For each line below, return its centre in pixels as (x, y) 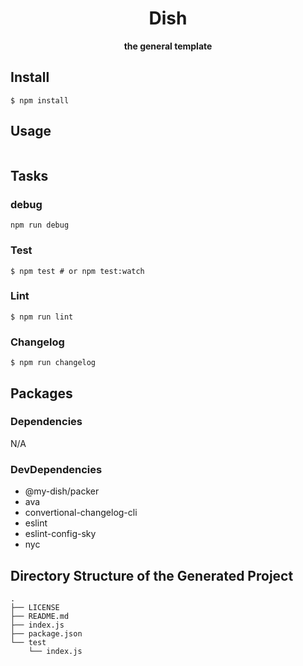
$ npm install (40, 100)
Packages (41, 393)
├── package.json (46, 633)
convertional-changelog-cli (81, 513)
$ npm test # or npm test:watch (77, 271)
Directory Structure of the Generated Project (152, 575)
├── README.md (40, 616)
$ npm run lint (42, 317)
